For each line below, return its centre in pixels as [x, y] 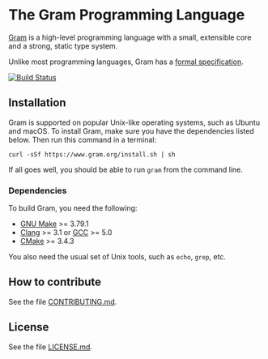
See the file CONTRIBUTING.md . [63, 301]
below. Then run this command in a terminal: [82, 139]
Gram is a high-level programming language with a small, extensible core [130, 37]
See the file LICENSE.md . [51, 347]
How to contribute [55, 282]
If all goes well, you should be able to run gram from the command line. [125, 169]
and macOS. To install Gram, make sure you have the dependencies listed [131, 130]
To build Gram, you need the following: [73, 208]
